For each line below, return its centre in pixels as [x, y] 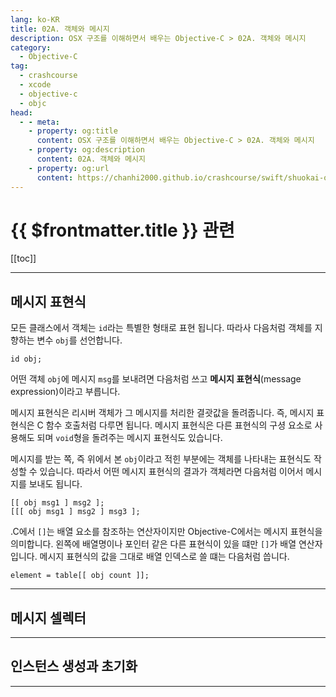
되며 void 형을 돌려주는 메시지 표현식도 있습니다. [129, 438]
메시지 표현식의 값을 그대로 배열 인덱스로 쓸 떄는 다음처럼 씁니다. [164, 557]
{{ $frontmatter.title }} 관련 [122, 230]
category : [31, 47]
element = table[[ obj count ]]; [80, 576]
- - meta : [39, 122]
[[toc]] [23, 258]
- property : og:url [69, 168]
